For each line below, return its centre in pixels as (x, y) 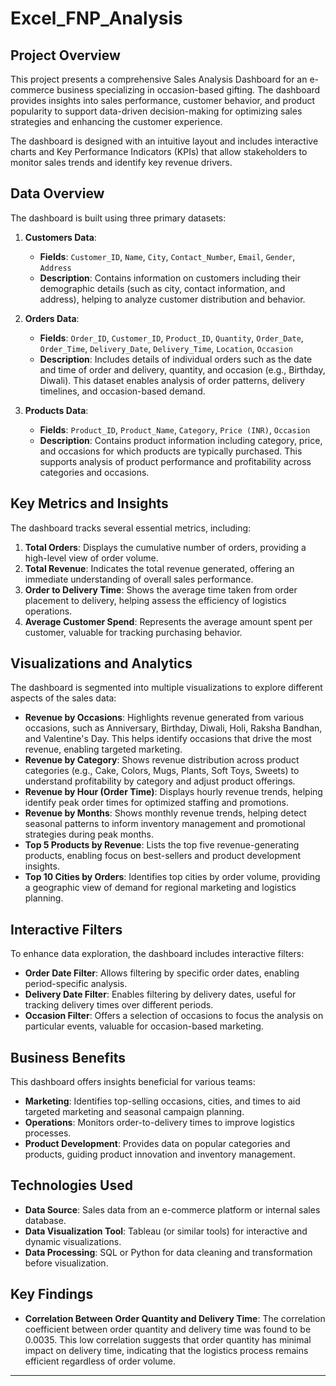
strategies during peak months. (89, 834)
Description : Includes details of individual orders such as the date (176, 359)
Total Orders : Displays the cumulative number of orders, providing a (165, 547)
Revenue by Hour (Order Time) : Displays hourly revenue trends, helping (173, 792)
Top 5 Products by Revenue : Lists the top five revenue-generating (162, 845)
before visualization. (66, 1263)
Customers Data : (60, 237)
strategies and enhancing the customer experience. (116, 121)
